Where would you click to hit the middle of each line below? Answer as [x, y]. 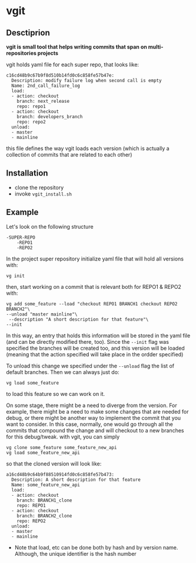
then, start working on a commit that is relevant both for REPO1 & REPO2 [94, 287]
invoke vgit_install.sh [43, 194]
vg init [16, 276]
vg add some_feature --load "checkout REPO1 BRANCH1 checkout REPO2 [92, 304]
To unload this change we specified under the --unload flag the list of [90, 366]
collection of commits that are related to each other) [69, 154]
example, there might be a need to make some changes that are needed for [97, 411]
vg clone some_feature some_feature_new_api [62, 447]
